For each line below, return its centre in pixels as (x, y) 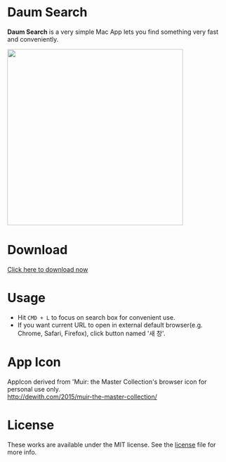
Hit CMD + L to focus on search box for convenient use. (96, 317)
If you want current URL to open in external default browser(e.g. (110, 325)
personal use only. (34, 389)
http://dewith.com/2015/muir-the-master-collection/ (82, 397)
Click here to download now (48, 269)
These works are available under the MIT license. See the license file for (112, 444)
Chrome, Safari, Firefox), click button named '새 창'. (91, 333)
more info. (22, 452)
